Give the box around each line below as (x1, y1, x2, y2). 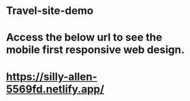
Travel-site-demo (6, 4, 94, 18)
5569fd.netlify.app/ (6, 82, 104, 96)
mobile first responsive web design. (6, 43, 185, 57)
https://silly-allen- (6, 70, 98, 83)
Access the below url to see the (6, 31, 162, 44)
